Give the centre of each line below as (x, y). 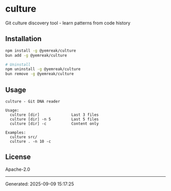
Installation (23, 39)
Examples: (16, 133)
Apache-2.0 (18, 169)
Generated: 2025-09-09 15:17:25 (40, 184)
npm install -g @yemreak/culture (41, 51)
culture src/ (24, 137)
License (18, 157)
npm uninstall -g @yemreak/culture (43, 69)
